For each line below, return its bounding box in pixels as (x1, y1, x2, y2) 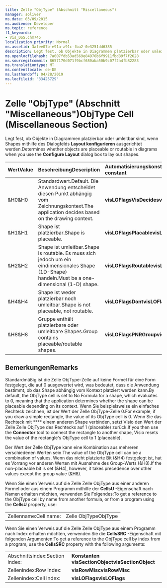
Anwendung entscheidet (38, 184, 95, 191)
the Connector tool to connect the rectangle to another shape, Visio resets (5, 429, 158, 435)
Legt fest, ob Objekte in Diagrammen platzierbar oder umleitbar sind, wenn (5, 135, 159, 142)
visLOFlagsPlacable (105, 229, 153, 236)
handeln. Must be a (38, 274, 82, 281)
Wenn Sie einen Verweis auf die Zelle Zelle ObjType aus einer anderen (5, 480, 149, 486)
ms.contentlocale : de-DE (5, 68, 57, 73)
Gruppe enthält (38, 315, 74, 322)
